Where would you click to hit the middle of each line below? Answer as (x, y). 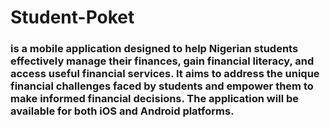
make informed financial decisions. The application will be (155, 99)
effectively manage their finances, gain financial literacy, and (162, 61)
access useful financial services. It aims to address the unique (165, 74)
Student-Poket (72, 17)
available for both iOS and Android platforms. (122, 111)
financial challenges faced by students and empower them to (162, 86)
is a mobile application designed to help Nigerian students (154, 49)
